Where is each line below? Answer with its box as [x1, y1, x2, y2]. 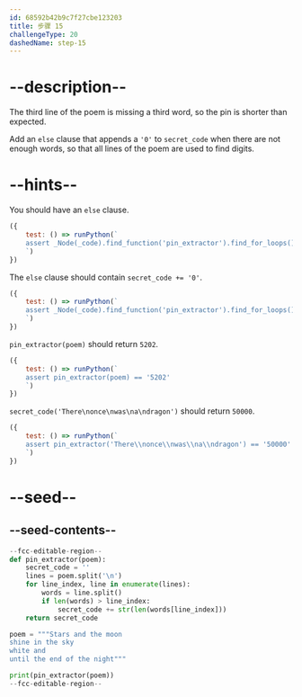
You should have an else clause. [9, 204, 129, 216]
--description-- [9, 77, 128, 97]
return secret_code [25, 613, 99, 622]
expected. [9, 116, 47, 127]
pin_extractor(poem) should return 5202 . [9, 338, 159, 349]
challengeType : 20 [9, 30, 78, 39]
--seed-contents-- [9, 523, 117, 538]
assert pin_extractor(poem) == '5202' [25, 372, 171, 382]
